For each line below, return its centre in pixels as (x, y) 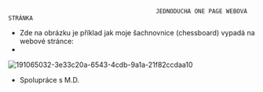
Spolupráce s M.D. (49, 80)
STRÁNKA (21, 18)
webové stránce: (47, 41)
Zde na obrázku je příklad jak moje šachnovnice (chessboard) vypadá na (137, 33)
